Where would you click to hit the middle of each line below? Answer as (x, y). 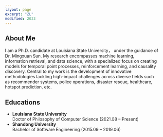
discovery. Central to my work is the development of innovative (68, 71)
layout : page (18, 9)
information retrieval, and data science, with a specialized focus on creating (81, 61)
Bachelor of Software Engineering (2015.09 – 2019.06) (66, 129)
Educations (23, 102)
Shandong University (34, 124)
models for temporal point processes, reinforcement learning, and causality (81, 67)
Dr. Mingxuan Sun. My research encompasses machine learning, (70, 56)
